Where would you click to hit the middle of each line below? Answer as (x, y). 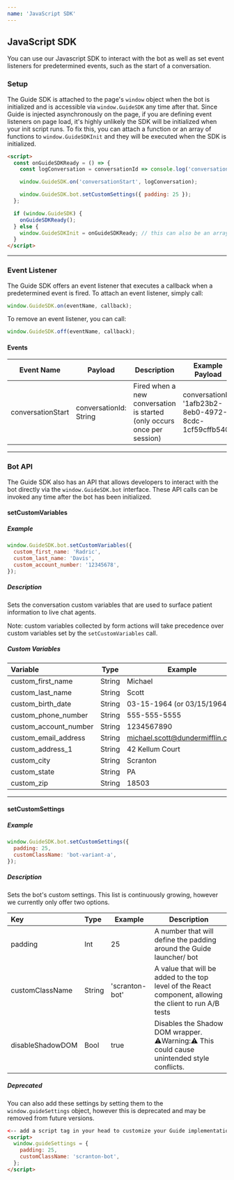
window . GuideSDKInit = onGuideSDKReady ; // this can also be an (115, 233)
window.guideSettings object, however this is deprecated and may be (107, 1110)
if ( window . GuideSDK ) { (48, 213)
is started (149, 412)
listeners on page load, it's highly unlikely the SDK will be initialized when (112, 121)
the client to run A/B (187, 1003)
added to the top (181, 977)
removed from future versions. (51, 1118)
